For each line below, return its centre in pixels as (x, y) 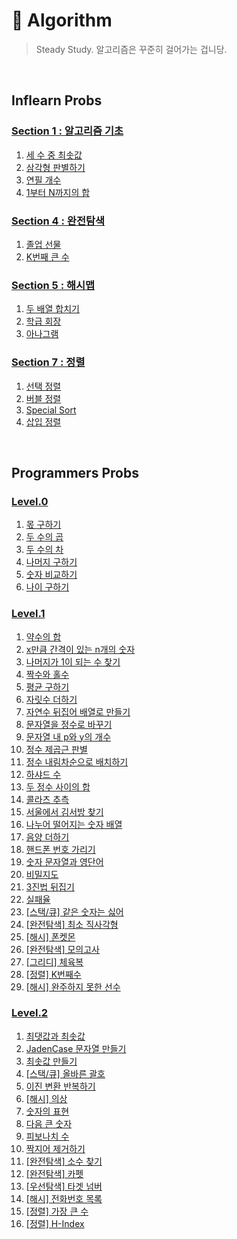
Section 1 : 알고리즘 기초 (67, 131)
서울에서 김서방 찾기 (64, 811)
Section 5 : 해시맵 (53, 285)
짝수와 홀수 (47, 674)
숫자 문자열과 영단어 (64, 861)
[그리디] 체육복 (54, 961)
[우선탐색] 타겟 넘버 (64, 1186)
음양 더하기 (47, 836)
